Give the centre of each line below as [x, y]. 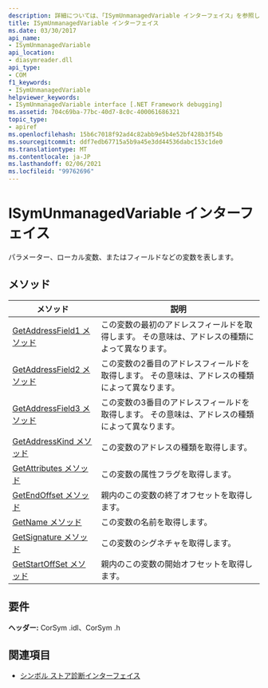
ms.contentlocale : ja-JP [49, 156]
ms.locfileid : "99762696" [51, 172]
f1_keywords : [30, 82]
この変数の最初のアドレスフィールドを [173, 324]
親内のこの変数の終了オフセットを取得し [177, 495]
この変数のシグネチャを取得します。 [169, 543]
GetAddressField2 [46, 370]
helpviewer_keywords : [44, 97]
